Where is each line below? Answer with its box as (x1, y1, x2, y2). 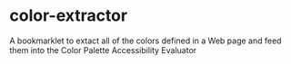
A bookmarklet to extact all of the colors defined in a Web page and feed (9, 35, 282, 46)
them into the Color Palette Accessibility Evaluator (9, 44, 197, 55)
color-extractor (9, 5, 128, 26)
